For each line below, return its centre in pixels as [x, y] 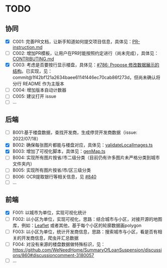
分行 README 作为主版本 [38, 84]
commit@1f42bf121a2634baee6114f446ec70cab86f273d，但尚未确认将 [86, 77]
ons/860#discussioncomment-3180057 [53, 255]
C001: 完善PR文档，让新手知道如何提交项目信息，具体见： [72, 41]
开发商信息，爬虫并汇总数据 [50, 238]
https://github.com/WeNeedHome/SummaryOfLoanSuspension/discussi [87, 250]
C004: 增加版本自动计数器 [39, 90]
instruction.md [27, 47]
